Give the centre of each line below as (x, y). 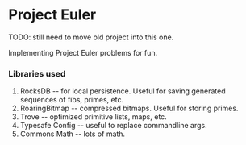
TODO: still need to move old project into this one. (91, 37)
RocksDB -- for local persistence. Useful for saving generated (123, 91)
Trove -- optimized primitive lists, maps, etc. (93, 117)
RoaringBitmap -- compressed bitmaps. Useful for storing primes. (129, 108)
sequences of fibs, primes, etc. (71, 100)
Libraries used (37, 73)
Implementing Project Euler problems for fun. (83, 52)
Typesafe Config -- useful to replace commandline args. (113, 126)
